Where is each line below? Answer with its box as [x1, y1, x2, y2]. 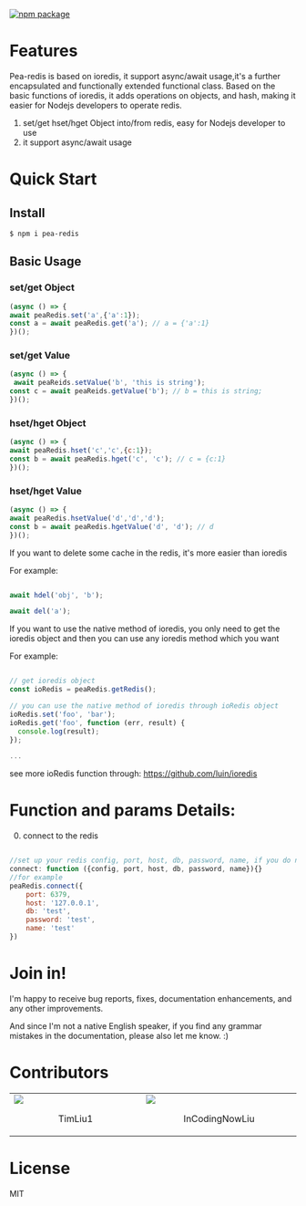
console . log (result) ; [17, 726, 100, 736]
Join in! [9, 963, 66, 984]
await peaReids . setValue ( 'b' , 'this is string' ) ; [13, 379, 206, 388]
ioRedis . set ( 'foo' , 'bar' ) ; [9, 710, 117, 719]
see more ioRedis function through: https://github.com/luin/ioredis [9, 768, 258, 779]
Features [9, 41, 78, 61]
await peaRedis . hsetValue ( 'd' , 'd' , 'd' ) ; [9, 514, 166, 523]
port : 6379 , [25, 889, 71, 899]
